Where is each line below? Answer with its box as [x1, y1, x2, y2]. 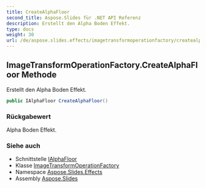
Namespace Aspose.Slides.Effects [15, 168, 103, 176]
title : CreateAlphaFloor [6, 9, 70, 15]
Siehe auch [6, 141, 41, 150]
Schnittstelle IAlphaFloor [15, 156, 77, 163]
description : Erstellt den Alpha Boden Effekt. [6, 20, 131, 26]
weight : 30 [6, 32, 34, 38]
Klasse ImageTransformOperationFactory [15, 162, 120, 169]
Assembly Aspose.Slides [15, 175, 78, 182]
